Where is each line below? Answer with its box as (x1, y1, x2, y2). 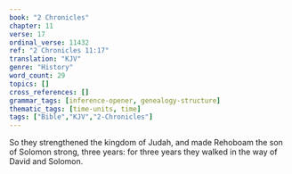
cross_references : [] (9, 87, 90, 96)
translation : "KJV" (9, 54, 82, 63)
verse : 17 (9, 29, 46, 38)
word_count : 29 (9, 71, 66, 80)
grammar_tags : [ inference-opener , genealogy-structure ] (9, 95, 221, 105)
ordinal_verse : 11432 (9, 37, 90, 47)
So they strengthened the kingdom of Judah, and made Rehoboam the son (9, 137, 283, 148)
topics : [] (9, 79, 50, 88)
